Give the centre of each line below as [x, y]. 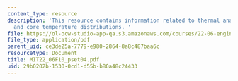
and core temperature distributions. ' [73, 27]
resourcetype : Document [42, 54]
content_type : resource [42, 14]
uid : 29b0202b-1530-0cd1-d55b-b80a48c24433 [73, 66]
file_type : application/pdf [49, 40]
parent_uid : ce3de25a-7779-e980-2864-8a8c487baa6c [84, 46]
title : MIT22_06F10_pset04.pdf [53, 60]
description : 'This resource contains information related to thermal [114, 20]
